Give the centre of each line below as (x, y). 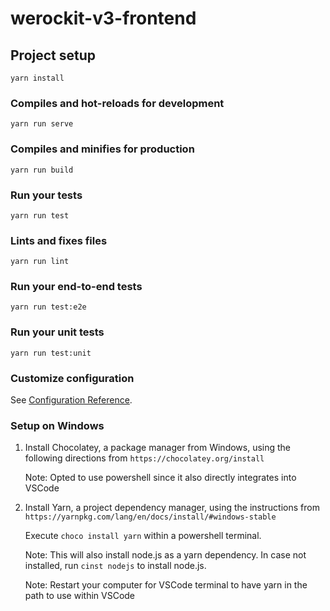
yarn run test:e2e (48, 307)
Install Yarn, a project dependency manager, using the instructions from (172, 508)
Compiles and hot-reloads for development (117, 103)
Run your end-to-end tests (76, 287)
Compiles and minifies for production (102, 149)
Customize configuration (72, 378)
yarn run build (42, 170)
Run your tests (46, 195)
